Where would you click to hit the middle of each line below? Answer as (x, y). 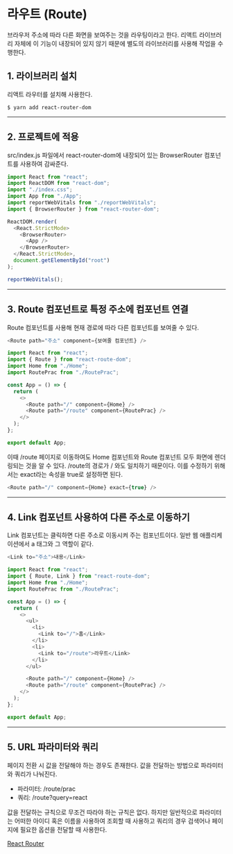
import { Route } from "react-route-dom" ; (69, 360)
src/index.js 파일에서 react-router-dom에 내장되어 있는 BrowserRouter (105, 155)
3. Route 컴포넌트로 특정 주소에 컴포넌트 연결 (98, 310)
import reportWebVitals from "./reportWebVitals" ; (82, 203)
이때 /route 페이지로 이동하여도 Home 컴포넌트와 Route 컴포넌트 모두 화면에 (110, 457)
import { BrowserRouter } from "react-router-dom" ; (83, 209)
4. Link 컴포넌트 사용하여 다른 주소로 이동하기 (98, 517)
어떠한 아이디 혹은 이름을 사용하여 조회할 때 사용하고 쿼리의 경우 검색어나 (112, 821)
